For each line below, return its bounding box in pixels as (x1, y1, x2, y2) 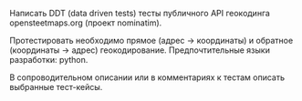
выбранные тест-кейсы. (9, 82, 103, 92)
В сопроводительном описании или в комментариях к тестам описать (9, 72, 286, 83)
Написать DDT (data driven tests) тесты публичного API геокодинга (9, 8, 271, 18)
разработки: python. (9, 55, 89, 65)
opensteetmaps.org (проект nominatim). (9, 17, 162, 28)
